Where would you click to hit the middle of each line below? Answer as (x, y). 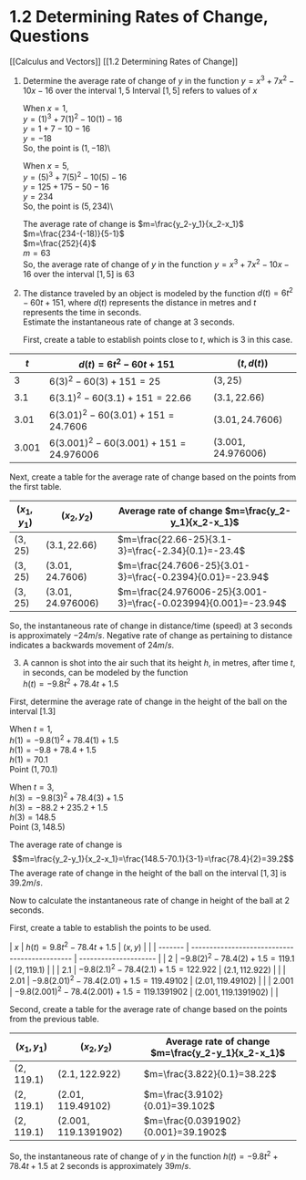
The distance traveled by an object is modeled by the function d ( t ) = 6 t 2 (158, 292)
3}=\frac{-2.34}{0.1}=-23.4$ (181, 551)
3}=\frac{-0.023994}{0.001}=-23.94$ (202, 604)
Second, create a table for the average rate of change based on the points (148, 1009)
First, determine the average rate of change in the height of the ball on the (148, 701)
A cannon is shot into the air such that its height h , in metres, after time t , (159, 663)
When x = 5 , (46, 166)
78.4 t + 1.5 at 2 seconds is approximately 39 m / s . (100, 1166)
